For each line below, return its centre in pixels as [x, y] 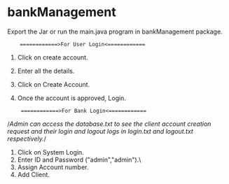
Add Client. [34, 174]
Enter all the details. [46, 71]
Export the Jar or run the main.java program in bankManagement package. [115, 31]
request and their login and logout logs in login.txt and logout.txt [100, 131]
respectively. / [27, 139]
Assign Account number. [53, 167]
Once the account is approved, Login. [71, 98]
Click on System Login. [50, 152]
